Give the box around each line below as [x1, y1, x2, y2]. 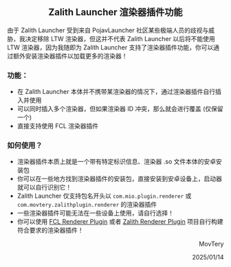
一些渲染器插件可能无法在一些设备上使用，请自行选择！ [16, 209, 174, 218]
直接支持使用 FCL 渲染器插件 [16, 122, 99, 130]
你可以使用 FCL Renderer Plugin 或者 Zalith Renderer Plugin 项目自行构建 [16, 218, 223, 226]
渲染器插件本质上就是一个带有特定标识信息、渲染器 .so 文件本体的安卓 [16, 157, 217, 166]
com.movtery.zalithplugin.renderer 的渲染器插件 [16, 200, 157, 209]
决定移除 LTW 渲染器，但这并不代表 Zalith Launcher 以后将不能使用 [25, 34, 215, 43]
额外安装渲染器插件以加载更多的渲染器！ [12, 51, 128, 60]
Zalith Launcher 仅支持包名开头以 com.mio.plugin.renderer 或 [16, 191, 192, 200]
